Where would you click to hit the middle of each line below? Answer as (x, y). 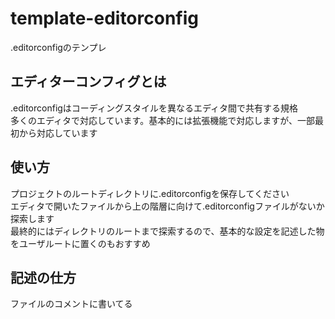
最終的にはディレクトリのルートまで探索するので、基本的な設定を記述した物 (167, 231)
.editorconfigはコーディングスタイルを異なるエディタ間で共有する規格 (154, 108)
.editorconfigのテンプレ (58, 47)
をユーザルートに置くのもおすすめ (80, 243)
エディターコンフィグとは (88, 82)
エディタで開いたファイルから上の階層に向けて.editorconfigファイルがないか (167, 206)
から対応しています (58, 133)
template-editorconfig (104, 18)
